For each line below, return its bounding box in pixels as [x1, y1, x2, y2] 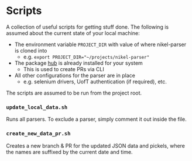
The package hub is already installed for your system [14, 60, 143, 66]
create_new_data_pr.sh [6, 130, 71, 137]
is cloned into [14, 47, 47, 54]
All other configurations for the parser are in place [14, 72, 136, 79]
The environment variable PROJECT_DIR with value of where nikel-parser [14, 41, 187, 48]
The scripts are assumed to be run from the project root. [6, 89, 142, 96]
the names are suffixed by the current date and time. [6, 148, 133, 155]
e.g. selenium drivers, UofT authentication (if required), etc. [23, 78, 167, 85]
